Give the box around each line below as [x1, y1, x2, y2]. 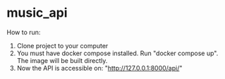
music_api [6, 5, 68, 21]
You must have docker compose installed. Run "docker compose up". [16, 49, 219, 57]
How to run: [6, 28, 41, 36]
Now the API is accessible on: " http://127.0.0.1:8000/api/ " [16, 64, 183, 72]
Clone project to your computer [16, 41, 109, 50]
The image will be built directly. [16, 56, 108, 64]
